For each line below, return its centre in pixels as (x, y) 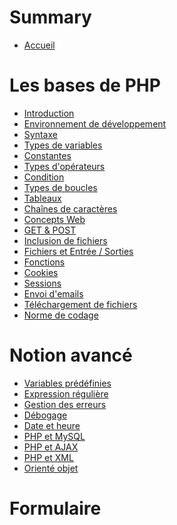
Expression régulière (66, 393)
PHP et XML (48, 457)
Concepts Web (54, 219)
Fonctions (44, 262)
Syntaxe (40, 134)
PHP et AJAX (51, 447)
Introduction (49, 113)
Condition (44, 177)
